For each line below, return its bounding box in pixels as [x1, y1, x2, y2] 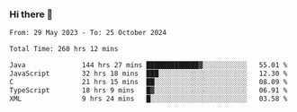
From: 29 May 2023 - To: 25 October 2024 [9, 29, 167, 38]
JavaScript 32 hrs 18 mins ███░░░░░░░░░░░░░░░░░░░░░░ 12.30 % [9, 69, 288, 78]
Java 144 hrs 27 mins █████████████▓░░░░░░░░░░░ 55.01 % [9, 61, 288, 70]
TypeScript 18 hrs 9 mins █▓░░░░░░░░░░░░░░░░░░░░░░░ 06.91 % [9, 85, 288, 95]
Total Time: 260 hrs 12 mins [9, 45, 119, 54]
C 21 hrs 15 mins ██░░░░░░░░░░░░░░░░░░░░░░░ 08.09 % [9, 77, 288, 86]
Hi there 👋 [9, 8, 54, 21]
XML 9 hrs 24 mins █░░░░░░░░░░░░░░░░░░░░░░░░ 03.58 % [9, 94, 288, 103]
